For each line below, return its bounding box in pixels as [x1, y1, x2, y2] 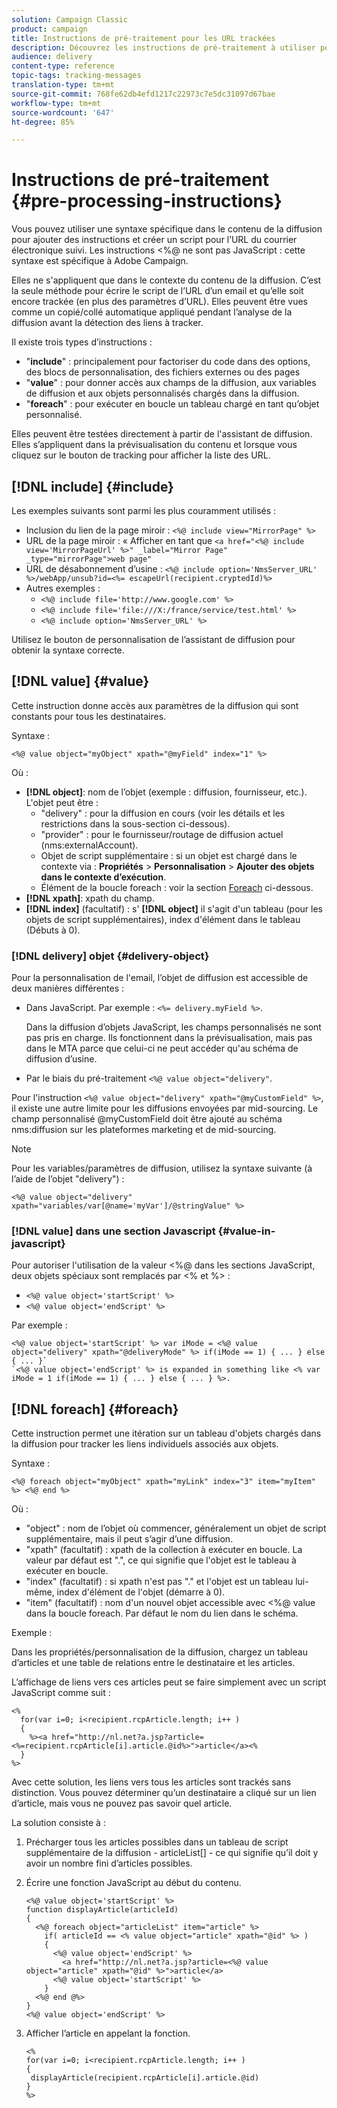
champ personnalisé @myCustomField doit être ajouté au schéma [11, 1113, 283, 1125]
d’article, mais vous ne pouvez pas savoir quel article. [11, 1797, 233, 1810]
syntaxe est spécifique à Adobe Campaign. [11, 255, 189, 267]
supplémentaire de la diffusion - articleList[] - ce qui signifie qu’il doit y [25, 1847, 319, 1859]
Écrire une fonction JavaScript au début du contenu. [25, 1877, 242, 1889]
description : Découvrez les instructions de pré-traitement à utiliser [11, 42, 316, 53]
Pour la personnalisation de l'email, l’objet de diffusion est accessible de [11, 972, 309, 984]
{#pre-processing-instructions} [11, 190, 283, 213]
